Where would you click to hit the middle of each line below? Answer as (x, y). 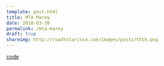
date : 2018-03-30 (28, 23)
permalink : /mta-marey (35, 28)
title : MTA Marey (28, 17)
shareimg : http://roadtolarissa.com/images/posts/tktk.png (82, 40)
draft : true (21, 34)
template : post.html (32, 12)
